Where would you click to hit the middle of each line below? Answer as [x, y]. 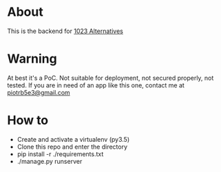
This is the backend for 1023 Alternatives [65, 31]
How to [28, 120]
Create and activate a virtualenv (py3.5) [73, 139]
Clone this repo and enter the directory [72, 147]
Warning [32, 59]
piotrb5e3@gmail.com [39, 92]
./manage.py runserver [50, 161]
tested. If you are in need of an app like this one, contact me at [96, 85]
